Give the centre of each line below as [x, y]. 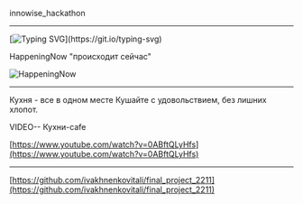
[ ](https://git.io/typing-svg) [86, 39]
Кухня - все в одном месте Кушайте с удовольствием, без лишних [138, 100]
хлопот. [24, 109]
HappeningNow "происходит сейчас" [80, 56]
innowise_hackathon [47, 13]
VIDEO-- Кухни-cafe [48, 127]
